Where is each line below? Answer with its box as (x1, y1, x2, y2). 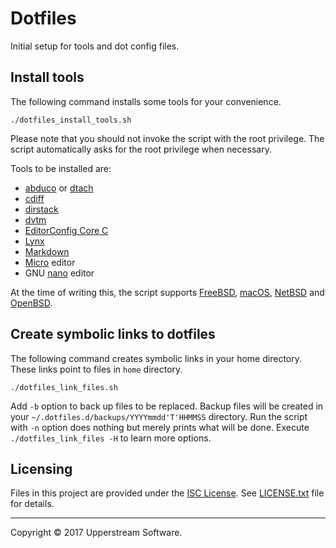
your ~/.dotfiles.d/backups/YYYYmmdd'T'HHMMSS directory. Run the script (10, 410, 308, 422)
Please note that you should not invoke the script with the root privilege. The (10, 132, 325, 144)
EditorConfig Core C (24, 224, 109, 236)
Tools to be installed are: (10, 162, 112, 174)
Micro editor (24, 256, 76, 268)
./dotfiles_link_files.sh (10, 382, 118, 392)
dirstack (24, 203, 59, 215)
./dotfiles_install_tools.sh (10, 115, 132, 125)
